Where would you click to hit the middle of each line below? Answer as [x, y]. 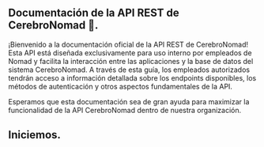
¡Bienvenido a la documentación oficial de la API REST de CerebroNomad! [128, 44]
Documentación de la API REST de [94, 13]
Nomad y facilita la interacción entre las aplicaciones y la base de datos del [131, 61]
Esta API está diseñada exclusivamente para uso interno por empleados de [130, 53]
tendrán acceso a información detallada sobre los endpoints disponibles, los [132, 77]
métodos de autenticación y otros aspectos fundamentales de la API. [121, 86]
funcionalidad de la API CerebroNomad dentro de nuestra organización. [125, 110]
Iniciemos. [35, 135]
